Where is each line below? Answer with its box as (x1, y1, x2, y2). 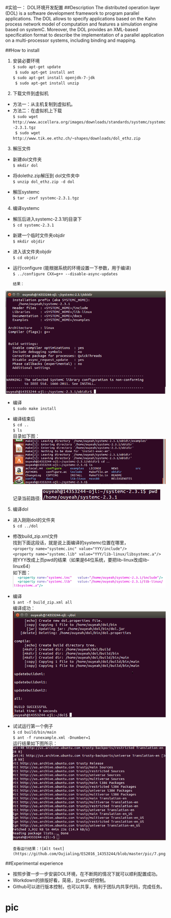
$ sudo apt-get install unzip (15, 81, 79, 86)
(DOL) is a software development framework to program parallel (5, 10, 139, 16)
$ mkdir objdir (12, 239, 45, 244)
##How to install (5, 47, 40, 53)
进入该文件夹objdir (12, 249, 52, 254)
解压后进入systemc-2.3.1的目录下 (12, 216, 82, 222)
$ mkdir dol (12, 163, 38, 168)
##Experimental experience (5, 860, 64, 866)
